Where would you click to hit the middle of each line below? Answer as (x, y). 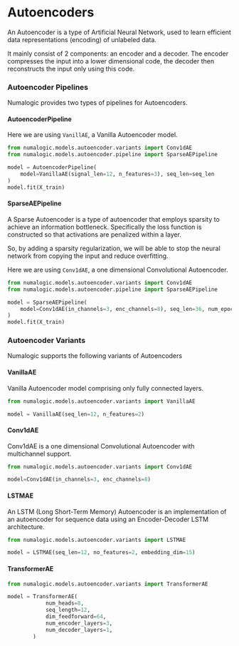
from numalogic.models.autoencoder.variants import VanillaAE (101, 401)
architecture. (26, 527)
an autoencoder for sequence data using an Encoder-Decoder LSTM (108, 519)
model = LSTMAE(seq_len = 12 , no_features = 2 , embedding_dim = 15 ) (101, 553)
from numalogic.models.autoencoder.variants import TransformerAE (108, 584)
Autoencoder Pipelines (48, 87)
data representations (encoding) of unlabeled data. (82, 39)
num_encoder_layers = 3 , (79, 623)
